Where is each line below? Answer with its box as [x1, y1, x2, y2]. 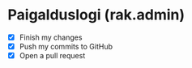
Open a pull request [19, 51, 86, 61]
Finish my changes [19, 32, 83, 42]
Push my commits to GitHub [19, 42, 113, 51]
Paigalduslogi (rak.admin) [7, 6, 186, 24]
